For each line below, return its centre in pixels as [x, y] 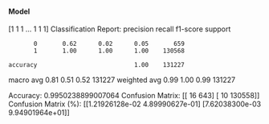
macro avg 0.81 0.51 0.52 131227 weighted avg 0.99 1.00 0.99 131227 [122, 80]
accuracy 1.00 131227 [96, 65]
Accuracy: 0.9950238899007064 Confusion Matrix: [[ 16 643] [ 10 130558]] [134, 96]
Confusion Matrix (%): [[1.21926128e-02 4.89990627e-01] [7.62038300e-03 [135, 104]
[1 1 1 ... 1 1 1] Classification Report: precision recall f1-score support [120, 29]
